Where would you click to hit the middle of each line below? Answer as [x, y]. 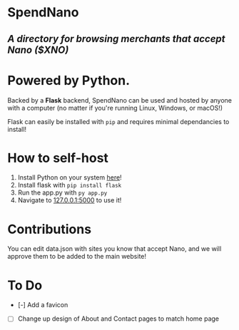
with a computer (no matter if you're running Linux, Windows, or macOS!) [115, 108]
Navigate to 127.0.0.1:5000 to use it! [70, 200]
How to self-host [58, 158]
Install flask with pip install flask [70, 185]
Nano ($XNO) [38, 50]
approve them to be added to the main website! [77, 257]
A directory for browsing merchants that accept [117, 39]
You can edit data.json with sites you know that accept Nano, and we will [115, 249]
